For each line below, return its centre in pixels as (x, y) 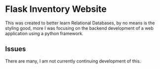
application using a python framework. (44, 33)
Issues (16, 49)
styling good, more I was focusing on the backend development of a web (80, 28)
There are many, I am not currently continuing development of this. (73, 61)
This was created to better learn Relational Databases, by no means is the (80, 23)
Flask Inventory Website (56, 9)
